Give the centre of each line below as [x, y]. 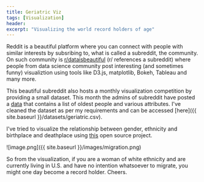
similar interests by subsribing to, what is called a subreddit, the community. [102, 53]
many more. [21, 79]
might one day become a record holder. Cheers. [67, 172]
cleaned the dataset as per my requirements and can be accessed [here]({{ [102, 110]
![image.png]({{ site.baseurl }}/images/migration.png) [74, 147]
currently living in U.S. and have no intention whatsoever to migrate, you [97, 165]
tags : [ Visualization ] [35, 18]
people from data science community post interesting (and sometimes [95, 66]
